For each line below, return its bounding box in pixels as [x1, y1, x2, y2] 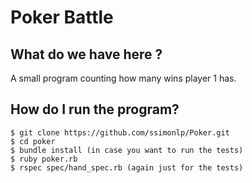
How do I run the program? [10, 101, 180, 118]
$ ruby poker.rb [10, 154, 78, 164]
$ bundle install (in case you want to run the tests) [10, 145, 244, 155]
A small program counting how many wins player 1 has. [10, 72, 237, 84]
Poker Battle [10, 6, 114, 29]
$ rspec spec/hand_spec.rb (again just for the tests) [10, 162, 244, 173]
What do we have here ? [10, 46, 163, 63]
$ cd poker [10, 136, 56, 146]
